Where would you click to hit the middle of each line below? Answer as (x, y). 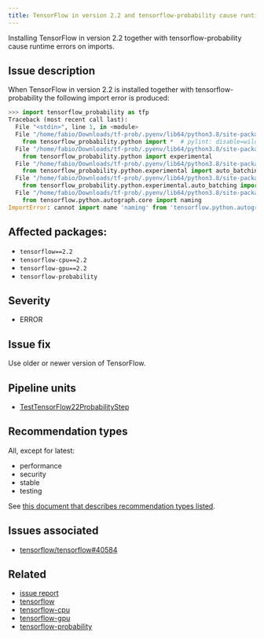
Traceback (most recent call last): (68, 120)
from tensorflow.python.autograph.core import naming (112, 200)
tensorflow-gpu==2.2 (53, 268)
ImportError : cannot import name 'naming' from (88, 207)
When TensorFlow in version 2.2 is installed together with (101, 90)
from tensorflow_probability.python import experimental (117, 156)
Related (27, 574)
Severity (29, 301)
